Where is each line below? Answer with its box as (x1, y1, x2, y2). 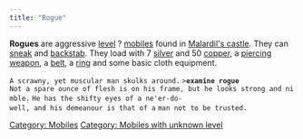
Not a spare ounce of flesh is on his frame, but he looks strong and (9, 84, 282, 93)
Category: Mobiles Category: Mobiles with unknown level (9, 119, 224, 130)
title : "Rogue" (9, 13, 67, 23)
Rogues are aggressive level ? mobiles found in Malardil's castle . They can (9, 38, 288, 49)
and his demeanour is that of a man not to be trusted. (33, 103, 248, 113)
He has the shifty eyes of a (31, 94, 142, 103)
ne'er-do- (145, 94, 183, 103)
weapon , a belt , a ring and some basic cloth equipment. (9, 57, 218, 68)
